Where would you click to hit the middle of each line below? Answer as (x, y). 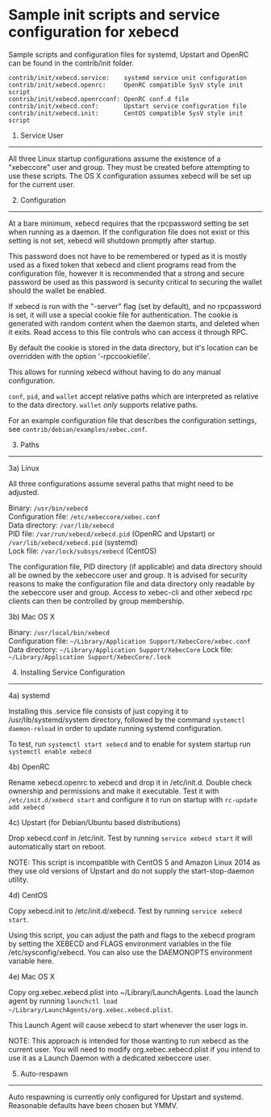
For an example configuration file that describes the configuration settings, (133, 420)
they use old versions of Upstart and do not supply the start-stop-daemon (131, 870)
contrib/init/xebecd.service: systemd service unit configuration (128, 78)
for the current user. (42, 184)
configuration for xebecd (94, 32)
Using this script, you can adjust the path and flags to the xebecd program (132, 935)
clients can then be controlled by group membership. (96, 601)
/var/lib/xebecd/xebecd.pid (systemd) (73, 542)
